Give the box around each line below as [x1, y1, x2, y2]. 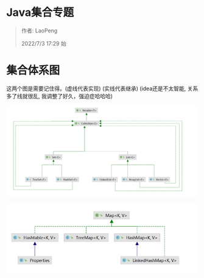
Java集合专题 [6, 5, 74, 20]
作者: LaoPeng [21, 27, 58, 34]
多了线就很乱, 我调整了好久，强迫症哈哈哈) [6, 92, 113, 99]
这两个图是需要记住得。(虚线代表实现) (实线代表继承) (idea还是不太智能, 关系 [6, 85, 199, 92]
